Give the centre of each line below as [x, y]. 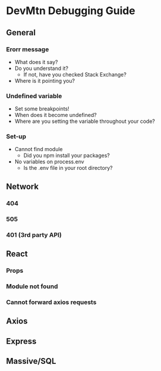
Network [23, 186]
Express [21, 341]
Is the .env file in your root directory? [68, 168]
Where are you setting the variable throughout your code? [85, 121]
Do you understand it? [41, 68]
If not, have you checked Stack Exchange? [75, 74]
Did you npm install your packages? [67, 156]
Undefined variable [34, 96]
